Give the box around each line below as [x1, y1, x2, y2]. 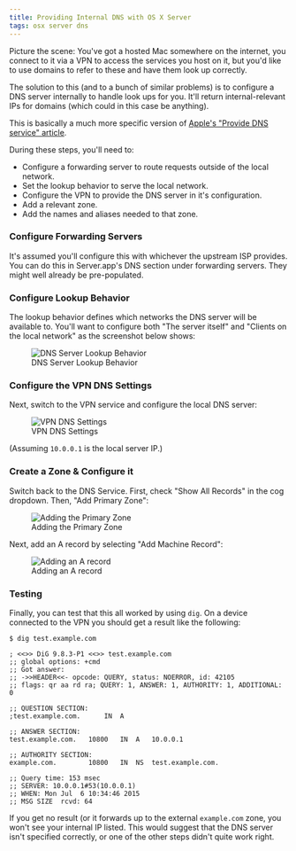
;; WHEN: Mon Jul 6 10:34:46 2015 [9, 789, 140, 798]
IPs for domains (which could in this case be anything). [9, 100, 209, 111]
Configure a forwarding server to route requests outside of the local [21, 161, 269, 172]
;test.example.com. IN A [9, 711, 125, 721]
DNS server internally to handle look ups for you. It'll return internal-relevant [9, 90, 285, 102]
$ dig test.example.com [9, 634, 97, 643]
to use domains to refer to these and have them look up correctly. [9, 64, 247, 75]
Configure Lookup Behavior [9, 292, 130, 304]
